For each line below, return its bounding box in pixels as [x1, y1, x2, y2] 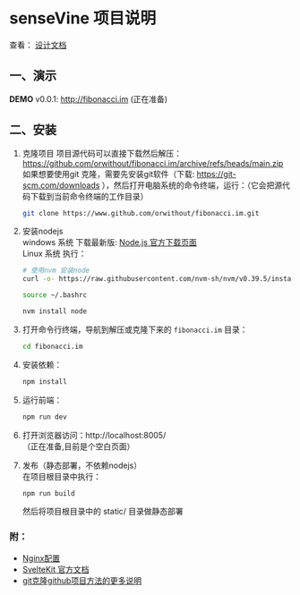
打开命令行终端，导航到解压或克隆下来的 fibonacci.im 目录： [21, 324, 248, 335]
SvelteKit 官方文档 [21, 564, 90, 574]
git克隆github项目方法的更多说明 [21, 574, 142, 586]
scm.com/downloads [21, 180, 100, 191]
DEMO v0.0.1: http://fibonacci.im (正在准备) [9, 93, 168, 104]
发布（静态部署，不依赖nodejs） [21, 460, 141, 471]
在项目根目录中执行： [21, 471, 101, 481]
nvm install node [21, 307, 88, 316]
